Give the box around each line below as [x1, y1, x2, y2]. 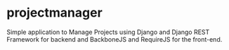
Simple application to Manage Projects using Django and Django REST [6, 28, 210, 36]
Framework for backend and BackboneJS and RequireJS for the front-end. [6, 35, 223, 43]
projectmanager [6, 5, 103, 21]
